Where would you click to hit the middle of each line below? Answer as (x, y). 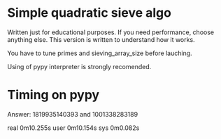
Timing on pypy (54, 95)
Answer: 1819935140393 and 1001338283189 (73, 114)
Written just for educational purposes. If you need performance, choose (111, 32)
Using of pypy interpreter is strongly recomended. (79, 66)
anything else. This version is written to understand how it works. (101, 39)
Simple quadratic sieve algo (89, 13)
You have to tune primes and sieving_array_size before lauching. (100, 53)
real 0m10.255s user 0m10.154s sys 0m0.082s (73, 128)
